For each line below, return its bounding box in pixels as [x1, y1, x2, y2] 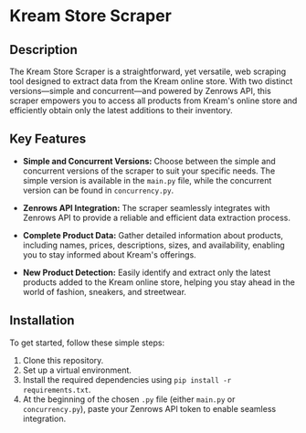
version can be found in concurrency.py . [22, 185, 174, 195]
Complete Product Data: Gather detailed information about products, [22, 229, 284, 240]
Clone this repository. [22, 354, 104, 365]
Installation [9, 312, 75, 329]
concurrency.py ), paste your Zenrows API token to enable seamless [22, 403, 277, 414]
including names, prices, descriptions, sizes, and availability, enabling [22, 239, 285, 250]
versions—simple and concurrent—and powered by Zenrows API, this [9, 86, 271, 96]
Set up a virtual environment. [22, 364, 132, 375]
